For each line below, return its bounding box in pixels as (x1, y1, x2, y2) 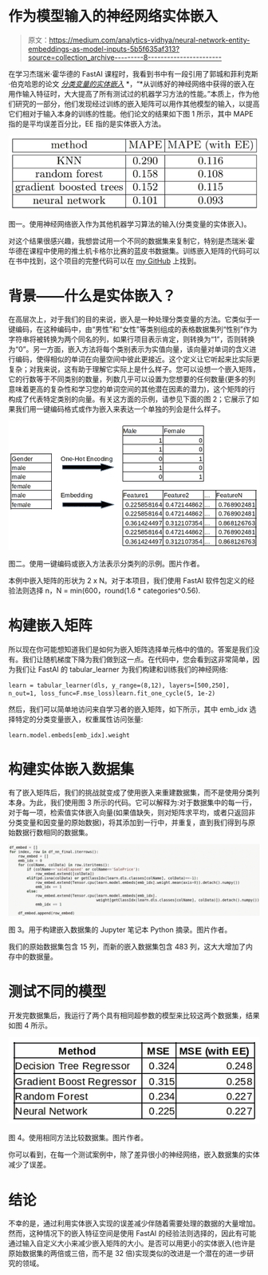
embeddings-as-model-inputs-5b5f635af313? (27, 44, 180, 53)
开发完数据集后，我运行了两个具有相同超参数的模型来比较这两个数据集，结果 (8, 1011, 260, 1020)
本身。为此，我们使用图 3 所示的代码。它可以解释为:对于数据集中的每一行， (8, 798, 257, 807)
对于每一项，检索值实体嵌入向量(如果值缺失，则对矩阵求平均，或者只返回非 (8, 807, 256, 818)
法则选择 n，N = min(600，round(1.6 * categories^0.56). (14, 586, 201, 595)
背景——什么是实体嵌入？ (8, 286, 177, 305)
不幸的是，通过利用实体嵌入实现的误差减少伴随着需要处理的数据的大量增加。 (8, 1218, 260, 1229)
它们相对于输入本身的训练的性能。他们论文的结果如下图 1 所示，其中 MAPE (8, 109, 254, 118)
